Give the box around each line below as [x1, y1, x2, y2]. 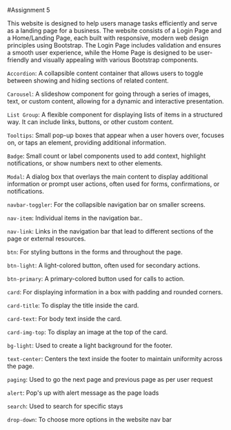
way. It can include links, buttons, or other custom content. [7, 118, 174, 126]
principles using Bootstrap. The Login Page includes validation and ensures [7, 41, 221, 49]
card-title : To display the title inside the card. [7, 301, 139, 309]
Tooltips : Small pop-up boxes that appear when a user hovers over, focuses [7, 131, 225, 139]
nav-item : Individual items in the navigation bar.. [7, 214, 143, 222]
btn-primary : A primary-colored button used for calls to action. [7, 275, 185, 283]
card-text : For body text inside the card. [7, 315, 122, 322]
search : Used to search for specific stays [7, 402, 123, 410]
